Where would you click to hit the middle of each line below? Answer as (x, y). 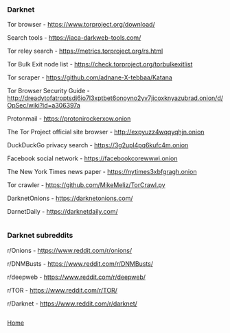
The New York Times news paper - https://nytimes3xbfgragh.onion (102, 172)
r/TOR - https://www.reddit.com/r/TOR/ (62, 290)
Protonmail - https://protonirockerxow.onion (69, 119)
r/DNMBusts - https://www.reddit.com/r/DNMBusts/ (80, 263)
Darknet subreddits (40, 236)
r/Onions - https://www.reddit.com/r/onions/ (70, 250)
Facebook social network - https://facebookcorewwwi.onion (92, 158)
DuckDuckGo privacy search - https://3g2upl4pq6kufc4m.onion (98, 145)
